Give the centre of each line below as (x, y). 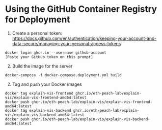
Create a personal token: (37, 33)
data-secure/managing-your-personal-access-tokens (67, 43)
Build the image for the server (42, 66)
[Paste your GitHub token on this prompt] (49, 57)
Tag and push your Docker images (47, 84)
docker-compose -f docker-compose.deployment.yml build (63, 75)
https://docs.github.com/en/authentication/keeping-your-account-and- (84, 38)
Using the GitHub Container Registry (81, 9)
